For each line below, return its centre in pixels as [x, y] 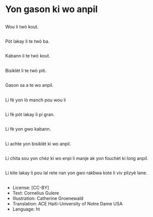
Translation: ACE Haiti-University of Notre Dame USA [67, 203]
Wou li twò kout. [22, 27]
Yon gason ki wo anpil [52, 9]
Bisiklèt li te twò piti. [26, 70]
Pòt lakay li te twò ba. [27, 41]
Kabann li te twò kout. [28, 56]
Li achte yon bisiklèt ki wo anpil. [38, 144]
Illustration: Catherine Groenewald [48, 198]
